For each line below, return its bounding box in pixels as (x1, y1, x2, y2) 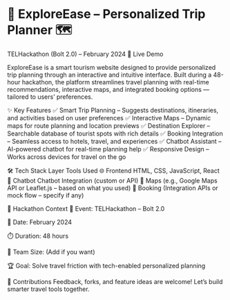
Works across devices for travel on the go (7, 152, 126, 161)
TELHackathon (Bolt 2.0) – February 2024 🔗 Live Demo (7, 50, 164, 58)
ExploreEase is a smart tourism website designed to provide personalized (7, 63, 216, 71)
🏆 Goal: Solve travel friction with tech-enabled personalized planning (7, 261, 206, 270)
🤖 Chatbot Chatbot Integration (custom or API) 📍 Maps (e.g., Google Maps (7, 176, 218, 185)
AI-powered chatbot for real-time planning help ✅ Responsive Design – (7, 144, 209, 153)
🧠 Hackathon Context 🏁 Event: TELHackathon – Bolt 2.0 (7, 204, 165, 213)
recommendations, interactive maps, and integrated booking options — (7, 85, 210, 93)
